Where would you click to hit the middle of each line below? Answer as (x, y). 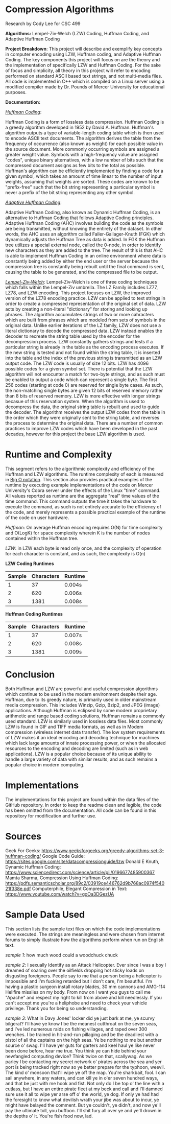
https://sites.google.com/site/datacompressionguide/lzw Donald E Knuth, (82, 861)
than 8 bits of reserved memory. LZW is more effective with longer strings (83, 396)
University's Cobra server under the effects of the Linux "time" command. (83, 490)
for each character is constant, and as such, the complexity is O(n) (75, 553)
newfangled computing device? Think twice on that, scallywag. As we (79, 1056)
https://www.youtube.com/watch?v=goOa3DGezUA (60, 894)
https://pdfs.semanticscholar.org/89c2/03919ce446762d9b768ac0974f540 (85, 883)
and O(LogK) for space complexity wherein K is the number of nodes (78, 533)
